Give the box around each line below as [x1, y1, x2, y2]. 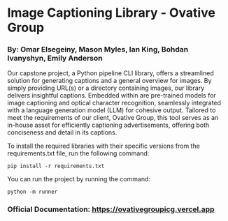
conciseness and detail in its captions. [7, 128, 117, 137]
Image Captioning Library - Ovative [7, 5, 215, 21]
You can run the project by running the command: [7, 175, 151, 183]
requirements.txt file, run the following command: [7, 149, 150, 158]
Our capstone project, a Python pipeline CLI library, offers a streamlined [7, 69, 215, 77]
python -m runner [7, 188, 58, 196]
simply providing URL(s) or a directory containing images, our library [7, 84, 205, 92]
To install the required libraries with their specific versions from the [7, 142, 201, 151]
